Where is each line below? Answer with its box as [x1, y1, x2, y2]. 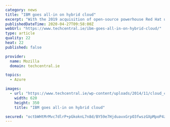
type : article [5, 31, 35, 36]
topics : [5, 73, 22, 78]
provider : [5, 54, 26, 59]
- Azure [10, 77, 26, 82]
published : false [5, 45, 42, 50]
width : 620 [14, 95, 37, 101]
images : [5, 86, 22, 91]
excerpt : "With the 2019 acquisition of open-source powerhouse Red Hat [5, 17, 162, 22]
